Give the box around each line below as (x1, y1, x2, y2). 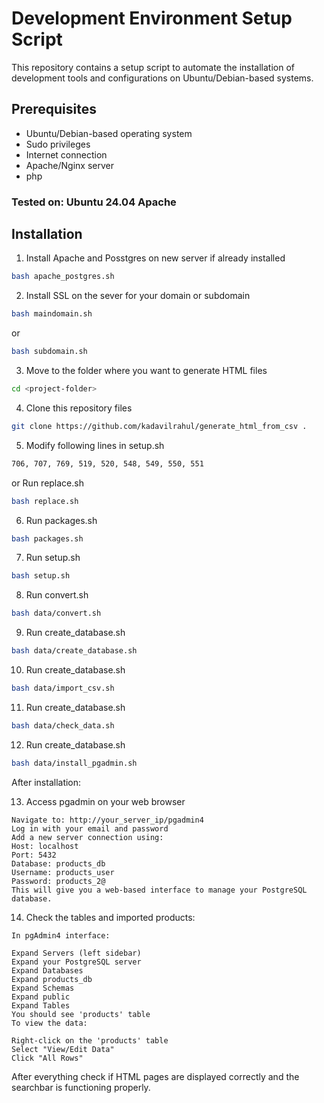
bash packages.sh (11, 533, 84, 544)
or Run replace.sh (11, 477, 84, 489)
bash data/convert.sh (11, 608, 102, 619)
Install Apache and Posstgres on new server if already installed (25, 252, 286, 264)
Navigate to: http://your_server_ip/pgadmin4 (11, 815, 204, 825)
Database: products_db (11, 858, 106, 869)
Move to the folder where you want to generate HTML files (25, 365, 268, 377)
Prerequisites (11, 101, 97, 118)
